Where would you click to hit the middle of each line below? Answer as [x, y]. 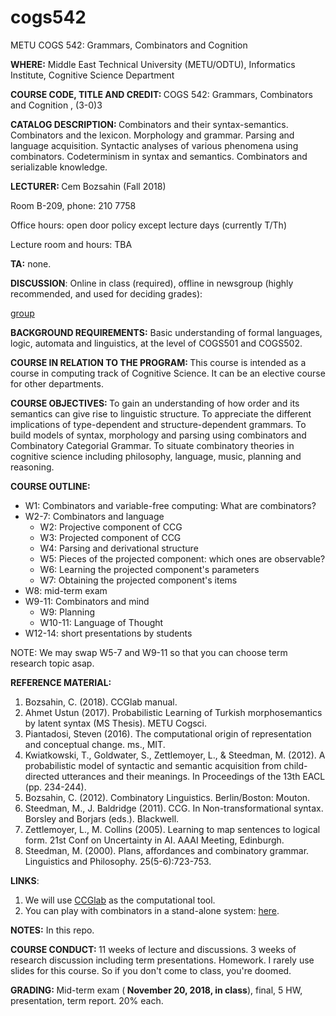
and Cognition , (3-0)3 [56, 105]
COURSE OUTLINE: [50, 486]
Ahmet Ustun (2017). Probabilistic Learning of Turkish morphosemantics [173, 712]
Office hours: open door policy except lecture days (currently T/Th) [148, 225]
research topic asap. [52, 663]
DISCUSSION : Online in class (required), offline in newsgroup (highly [152, 283]
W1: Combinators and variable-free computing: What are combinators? [170, 505]
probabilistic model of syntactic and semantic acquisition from [153, 765]
